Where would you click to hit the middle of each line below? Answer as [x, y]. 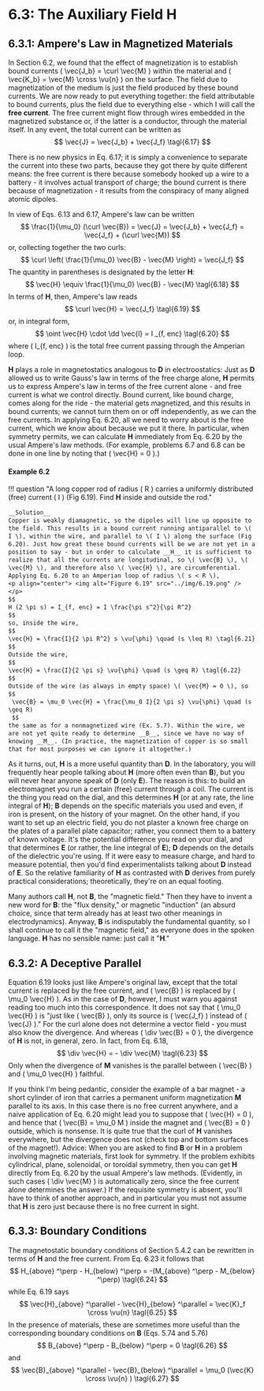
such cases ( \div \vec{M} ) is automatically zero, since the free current [124, 1181]
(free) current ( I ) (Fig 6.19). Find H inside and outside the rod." [110, 498]
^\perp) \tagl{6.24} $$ [132, 1279]
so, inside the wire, [44, 623]
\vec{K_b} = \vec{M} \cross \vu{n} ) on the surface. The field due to [118, 79]
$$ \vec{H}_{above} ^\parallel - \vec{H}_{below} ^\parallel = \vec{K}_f [132, 1303]
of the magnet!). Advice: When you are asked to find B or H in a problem [125, 1148]
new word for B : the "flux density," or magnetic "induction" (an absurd [122, 905]
